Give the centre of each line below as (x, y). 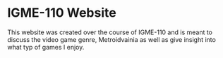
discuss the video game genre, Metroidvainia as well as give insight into (112, 39)
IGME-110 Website (62, 13)
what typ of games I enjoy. (46, 47)
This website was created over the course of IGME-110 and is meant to (110, 32)
